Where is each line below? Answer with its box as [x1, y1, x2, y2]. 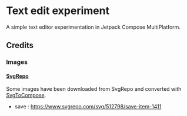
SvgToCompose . [6, 92, 46, 99]
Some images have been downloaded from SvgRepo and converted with [6, 86, 182, 93]
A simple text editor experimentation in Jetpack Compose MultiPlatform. [6, 23, 181, 30]
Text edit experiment [6, 4, 110, 18]
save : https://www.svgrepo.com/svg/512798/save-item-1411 [14, 103, 162, 110]
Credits [6, 40, 34, 50]
